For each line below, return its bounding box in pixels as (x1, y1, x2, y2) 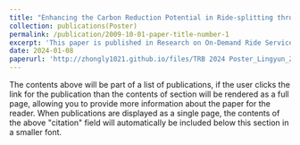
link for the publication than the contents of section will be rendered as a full (9, 89, 289, 99)
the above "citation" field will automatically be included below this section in (9, 117, 289, 128)
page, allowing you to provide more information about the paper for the (9, 98, 271, 108)
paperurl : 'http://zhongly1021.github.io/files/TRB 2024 (9, 55, 226, 64)
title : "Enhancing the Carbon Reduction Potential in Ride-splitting (9, 13, 274, 22)
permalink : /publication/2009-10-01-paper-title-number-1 (9, 30, 229, 38)
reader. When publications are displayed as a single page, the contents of (9, 108, 280, 118)
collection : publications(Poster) (9, 21, 138, 30)
